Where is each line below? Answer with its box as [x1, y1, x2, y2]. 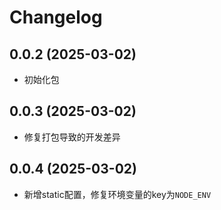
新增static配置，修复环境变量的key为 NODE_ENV [23, 188, 212, 200]
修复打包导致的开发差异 [23, 131, 121, 143]
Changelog [9, 6, 103, 29]
